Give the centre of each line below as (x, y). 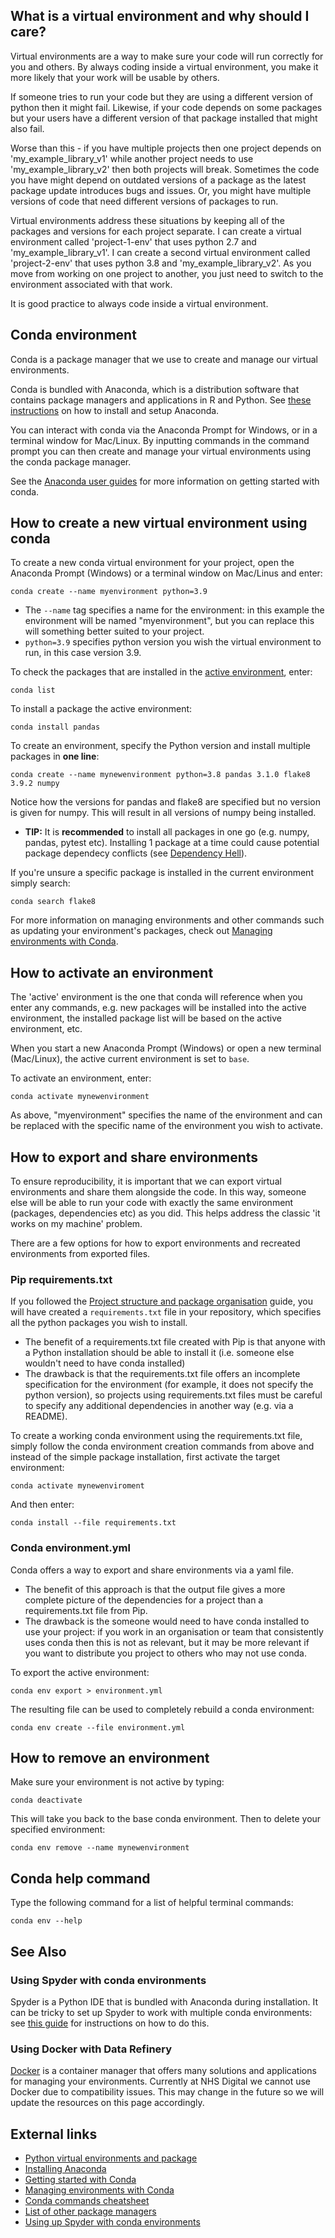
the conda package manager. (71, 461)
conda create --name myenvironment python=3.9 (109, 592)
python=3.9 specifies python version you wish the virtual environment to (173, 642)
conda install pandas (55, 727)
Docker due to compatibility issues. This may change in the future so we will (167, 2092)
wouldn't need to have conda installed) (105, 1363)
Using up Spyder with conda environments (112, 2222)
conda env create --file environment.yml (98, 1727)
